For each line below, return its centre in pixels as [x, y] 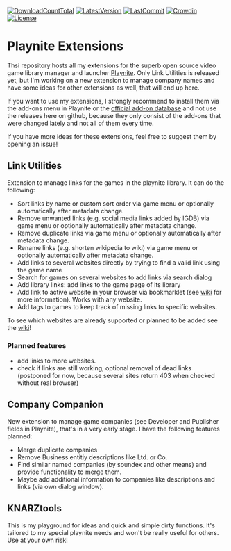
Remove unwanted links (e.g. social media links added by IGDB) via [113, 218]
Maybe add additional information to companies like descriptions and [116, 479]
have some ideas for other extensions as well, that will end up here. [103, 88]
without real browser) [48, 383]
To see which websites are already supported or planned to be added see [113, 320]
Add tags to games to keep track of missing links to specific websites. [117, 306]
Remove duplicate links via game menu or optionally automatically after [119, 233]
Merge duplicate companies [57, 450]
